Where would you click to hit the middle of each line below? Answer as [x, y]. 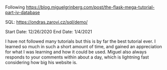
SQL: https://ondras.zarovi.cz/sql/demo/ [47, 22]
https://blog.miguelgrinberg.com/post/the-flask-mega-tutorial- [90, 7]
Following [15, 7]
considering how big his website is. [41, 62]
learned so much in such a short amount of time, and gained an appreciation [83, 46]
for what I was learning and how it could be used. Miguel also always [76, 52]
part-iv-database [23, 12]
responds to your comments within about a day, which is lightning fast [77, 57]
